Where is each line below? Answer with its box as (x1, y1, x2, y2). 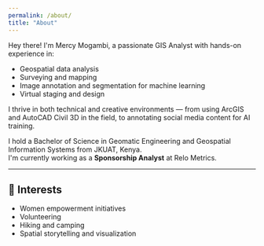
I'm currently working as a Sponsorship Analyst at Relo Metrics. (8, 152, 218, 162)
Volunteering (19, 212, 61, 222)
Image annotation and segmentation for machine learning (19, 80, 206, 90)
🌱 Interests (8, 182, 63, 196)
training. (8, 121, 35, 130)
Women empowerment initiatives (19, 204, 126, 213)
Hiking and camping (19, 221, 85, 230)
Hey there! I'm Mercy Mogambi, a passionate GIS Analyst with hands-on (8, 40, 242, 50)
